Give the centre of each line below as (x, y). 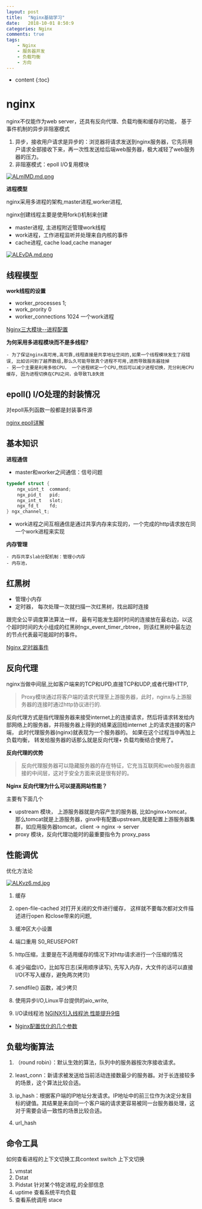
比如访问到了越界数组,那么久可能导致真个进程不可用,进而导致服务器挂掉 (93, 361)
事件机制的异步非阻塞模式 (38, 129)
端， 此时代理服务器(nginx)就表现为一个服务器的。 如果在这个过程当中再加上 (101, 732)
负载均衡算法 (30, 1047)
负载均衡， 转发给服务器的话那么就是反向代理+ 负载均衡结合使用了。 (91, 740)
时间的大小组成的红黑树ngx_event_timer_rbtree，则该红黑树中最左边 (107, 627)
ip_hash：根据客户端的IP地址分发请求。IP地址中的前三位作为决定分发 (101, 1096)
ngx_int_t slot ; (40, 500)
